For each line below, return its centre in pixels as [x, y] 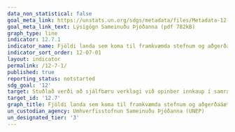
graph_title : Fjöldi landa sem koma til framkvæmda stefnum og [101, 105]
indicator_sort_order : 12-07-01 [54, 53]
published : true [31, 72]
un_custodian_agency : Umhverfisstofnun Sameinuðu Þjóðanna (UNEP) [106, 111]
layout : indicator [34, 59]
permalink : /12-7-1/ [37, 66]
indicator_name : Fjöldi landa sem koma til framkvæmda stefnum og [106, 46]
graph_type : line [33, 33]
